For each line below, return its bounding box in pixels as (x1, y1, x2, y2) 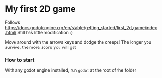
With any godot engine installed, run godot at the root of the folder (5, 67, 137, 73)
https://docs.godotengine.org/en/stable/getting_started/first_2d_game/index (5, 24, 157, 30)
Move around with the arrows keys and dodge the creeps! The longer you (5, 39, 151, 45)
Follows (5, 19, 20, 25)
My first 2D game (5, 3, 76, 15)
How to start (5, 56, 35, 63)
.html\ (5, 30, 17, 35)
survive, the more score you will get (5, 44, 76, 50)
